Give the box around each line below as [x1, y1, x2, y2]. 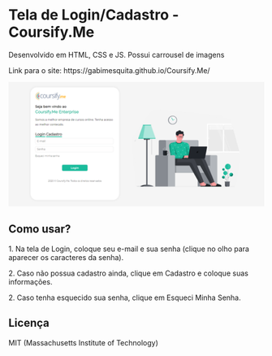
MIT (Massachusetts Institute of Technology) [8, 337, 158, 347]
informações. [8, 276, 53, 286]
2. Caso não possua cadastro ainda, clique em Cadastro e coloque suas [8, 268, 249, 278]
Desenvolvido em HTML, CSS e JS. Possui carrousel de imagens [8, 50, 225, 59]
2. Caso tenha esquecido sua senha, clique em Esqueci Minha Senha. [8, 293, 241, 302]
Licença [8, 316, 50, 330]
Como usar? [8, 222, 71, 237]
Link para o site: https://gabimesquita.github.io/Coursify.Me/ [8, 65, 210, 75]
